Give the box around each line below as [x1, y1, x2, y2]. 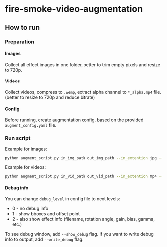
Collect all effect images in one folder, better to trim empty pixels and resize [5, 61, 161, 68]
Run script [5, 135, 31, 142]
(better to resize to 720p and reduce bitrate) [5, 94, 95, 100]
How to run [5, 23, 40, 32]
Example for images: [5, 146, 47, 152]
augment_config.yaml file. [5, 122, 57, 128]
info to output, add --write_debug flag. [5, 236, 83, 242]
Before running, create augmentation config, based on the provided [5, 117, 144, 123]
